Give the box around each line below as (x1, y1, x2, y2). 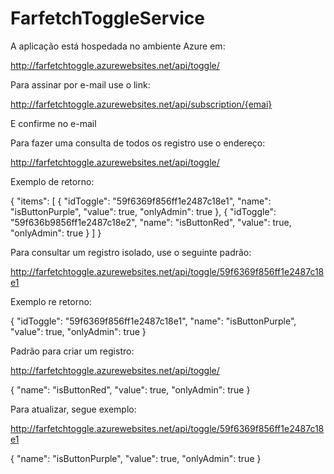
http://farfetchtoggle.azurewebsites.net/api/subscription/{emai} (10, 98, 273, 110)
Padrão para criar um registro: (10, 345, 135, 357)
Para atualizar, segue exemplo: (10, 403, 137, 415)
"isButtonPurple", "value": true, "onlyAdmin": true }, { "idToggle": (10, 205, 277, 217)
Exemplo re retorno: (10, 295, 92, 307)
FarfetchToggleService (10, 7, 206, 30)
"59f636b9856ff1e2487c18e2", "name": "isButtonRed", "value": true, (10, 216, 292, 228)
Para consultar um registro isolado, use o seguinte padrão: (10, 246, 252, 258)
